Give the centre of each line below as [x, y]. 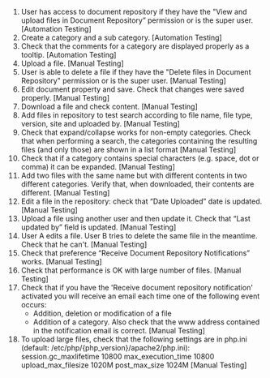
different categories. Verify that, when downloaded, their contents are [137, 184]
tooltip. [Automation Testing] [69, 55]
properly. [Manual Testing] [65, 98]
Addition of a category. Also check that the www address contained [146, 322]
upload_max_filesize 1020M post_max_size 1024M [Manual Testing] [134, 365]
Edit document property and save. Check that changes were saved [133, 89]
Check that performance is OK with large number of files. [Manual [131, 270]
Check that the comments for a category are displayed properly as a [135, 46]
